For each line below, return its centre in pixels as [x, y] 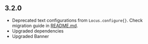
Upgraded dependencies [38, 31]
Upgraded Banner [30, 36]
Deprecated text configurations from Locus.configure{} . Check [77, 20]
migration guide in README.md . [45, 25]
